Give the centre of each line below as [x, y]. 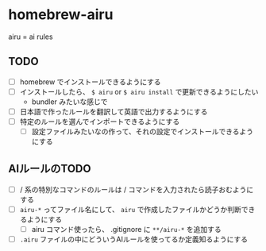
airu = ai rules [31, 37]
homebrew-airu [61, 15]
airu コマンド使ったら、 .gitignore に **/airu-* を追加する [126, 229]
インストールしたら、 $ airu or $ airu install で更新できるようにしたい [139, 91]
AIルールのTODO [50, 169]
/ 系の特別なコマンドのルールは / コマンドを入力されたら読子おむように [137, 189]
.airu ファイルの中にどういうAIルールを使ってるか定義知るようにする [134, 239]
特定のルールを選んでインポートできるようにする [100, 122]
